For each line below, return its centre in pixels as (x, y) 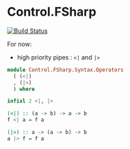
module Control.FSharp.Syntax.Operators (66, 70)
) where (24, 89)
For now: (19, 44)
